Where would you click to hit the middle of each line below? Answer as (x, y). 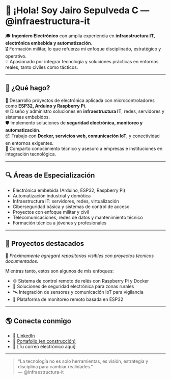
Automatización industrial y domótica (52, 195)
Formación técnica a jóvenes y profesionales (60, 223)
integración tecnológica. (31, 154)
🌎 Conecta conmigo (38, 321)
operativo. (16, 56)
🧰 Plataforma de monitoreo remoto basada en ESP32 (68, 299)
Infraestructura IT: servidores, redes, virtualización (66, 201)
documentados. (22, 261)
